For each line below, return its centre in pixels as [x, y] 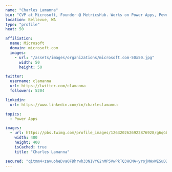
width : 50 [29, 62]
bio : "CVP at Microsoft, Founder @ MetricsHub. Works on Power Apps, [81, 15]
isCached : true [31, 147]
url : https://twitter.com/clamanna [48, 86]
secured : [15, 161]
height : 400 [27, 142]
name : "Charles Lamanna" [32, 10]
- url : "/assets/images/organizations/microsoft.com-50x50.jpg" [84, 58]
